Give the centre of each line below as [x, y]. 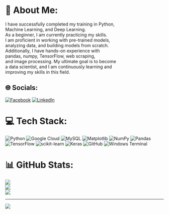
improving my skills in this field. [38, 72]
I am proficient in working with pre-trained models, [58, 40]
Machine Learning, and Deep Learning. [46, 29]
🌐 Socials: [22, 88]
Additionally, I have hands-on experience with [53, 51]
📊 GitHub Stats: [39, 165]
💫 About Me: [32, 10]
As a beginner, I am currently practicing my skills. [56, 35]
